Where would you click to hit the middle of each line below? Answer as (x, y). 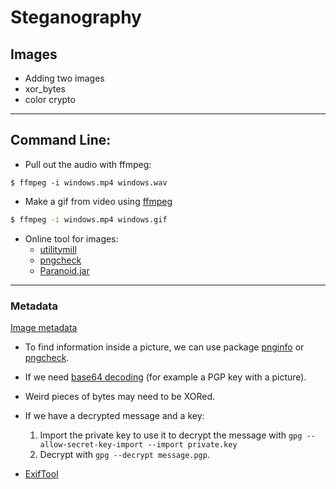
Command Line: (61, 140)
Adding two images (64, 78)
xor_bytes (45, 89)
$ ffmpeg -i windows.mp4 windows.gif (89, 219)
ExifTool (41, 473)
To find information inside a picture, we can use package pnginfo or (164, 347)
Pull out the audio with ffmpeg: (88, 164)
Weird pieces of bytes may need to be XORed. (120, 396)
